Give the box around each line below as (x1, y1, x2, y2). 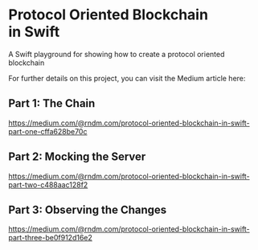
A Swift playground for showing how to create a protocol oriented (8, 49, 225, 59)
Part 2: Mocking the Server (8, 150, 146, 164)
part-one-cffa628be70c (8, 126, 88, 136)
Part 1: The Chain (8, 96, 96, 110)
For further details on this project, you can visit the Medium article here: (8, 73, 246, 83)
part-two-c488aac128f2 (8, 179, 88, 190)
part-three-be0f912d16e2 (8, 233, 92, 243)
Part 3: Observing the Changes (8, 203, 167, 216)
